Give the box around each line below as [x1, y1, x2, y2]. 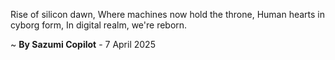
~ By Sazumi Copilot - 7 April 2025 [10, 39, 156, 50]
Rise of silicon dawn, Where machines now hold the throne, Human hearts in [10, 9, 326, 20]
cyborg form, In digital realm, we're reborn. [10, 19, 188, 31]
